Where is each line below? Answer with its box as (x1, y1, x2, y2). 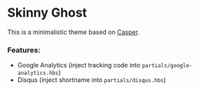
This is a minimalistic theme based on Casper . (7, 28, 140, 36)
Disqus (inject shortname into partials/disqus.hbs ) (17, 76, 166, 84)
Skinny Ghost (7, 5, 88, 21)
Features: (7, 45, 41, 55)
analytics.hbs (17, 69, 59, 77)
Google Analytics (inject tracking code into (17, 61, 141, 69)
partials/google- (142, 63, 193, 69)
